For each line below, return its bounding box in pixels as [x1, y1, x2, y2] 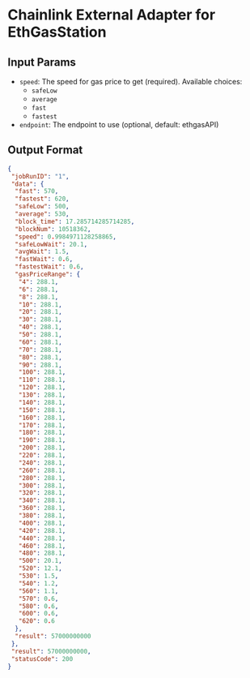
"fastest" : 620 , [15, 195, 70, 204]
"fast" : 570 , [15, 187, 59, 195]
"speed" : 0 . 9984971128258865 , [15, 233, 117, 241]
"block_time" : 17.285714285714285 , [15, 217, 135, 225]
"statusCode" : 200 [11, 654, 74, 663]
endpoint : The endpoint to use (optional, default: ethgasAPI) [19, 120, 219, 129]
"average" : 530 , [15, 210, 70, 218]
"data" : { [11, 180, 44, 188]
